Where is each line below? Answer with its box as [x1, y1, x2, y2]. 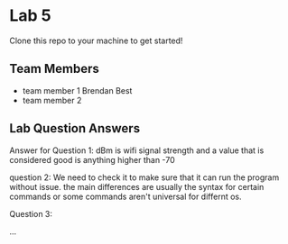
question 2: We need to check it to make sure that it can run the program [9, 172, 280, 183]
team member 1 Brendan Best [22, 85, 133, 95]
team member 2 [22, 95, 82, 105]
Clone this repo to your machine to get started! [9, 35, 183, 46]
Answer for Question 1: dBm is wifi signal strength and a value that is [9, 145, 265, 156]
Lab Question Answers [9, 121, 141, 136]
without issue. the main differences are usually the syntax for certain [9, 181, 265, 192]
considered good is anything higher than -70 [9, 154, 176, 165]
